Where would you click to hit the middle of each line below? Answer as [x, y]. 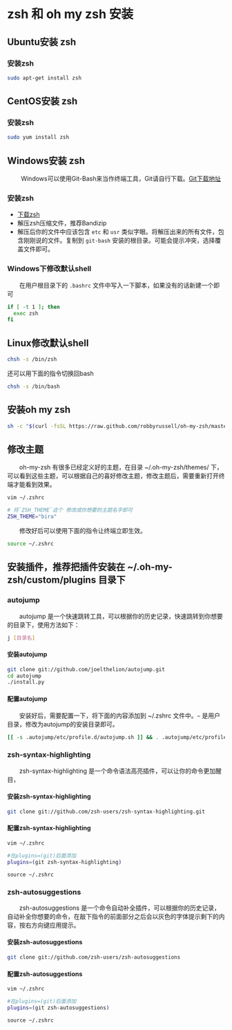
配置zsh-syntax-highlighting [49, 828]
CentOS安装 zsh [42, 101]
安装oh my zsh [39, 410]
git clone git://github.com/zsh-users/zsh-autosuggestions [94, 957]
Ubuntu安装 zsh [42, 42]
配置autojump [27, 698]
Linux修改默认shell [48, 343]
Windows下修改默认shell [49, 269]
